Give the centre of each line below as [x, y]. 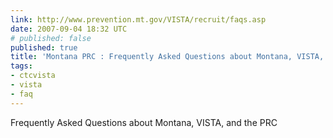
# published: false [51, 38]
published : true [44, 47]
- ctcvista [33, 76]
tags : [21, 66]
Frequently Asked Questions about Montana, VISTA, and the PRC [144, 122]
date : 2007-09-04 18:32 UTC [69, 29]
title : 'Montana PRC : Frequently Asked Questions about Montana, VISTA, [167, 57]
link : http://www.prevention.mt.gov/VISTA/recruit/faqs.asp [138, 19]
